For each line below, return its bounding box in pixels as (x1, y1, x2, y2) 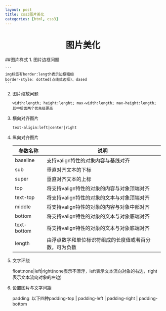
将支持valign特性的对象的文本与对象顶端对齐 (46, 194, 150, 201)
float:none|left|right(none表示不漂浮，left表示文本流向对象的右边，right (12, 268, 158, 274)
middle (14, 203, 31, 210)
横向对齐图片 (12, 115, 39, 122)
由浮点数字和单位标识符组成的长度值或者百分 (46, 237, 151, 244)
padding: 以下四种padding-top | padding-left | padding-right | (12, 296, 138, 302)
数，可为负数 (46, 244, 77, 251)
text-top (14, 194, 35, 201)
